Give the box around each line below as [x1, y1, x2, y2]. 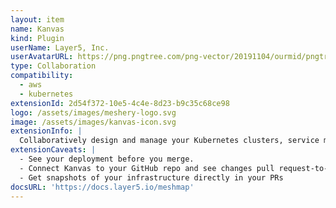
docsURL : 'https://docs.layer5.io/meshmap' [10, 182, 195, 192]
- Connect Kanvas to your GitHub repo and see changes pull [19, 163, 275, 173]
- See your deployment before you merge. [19, 154, 195, 164]
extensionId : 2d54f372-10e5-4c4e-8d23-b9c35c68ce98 [10, 98, 230, 108]
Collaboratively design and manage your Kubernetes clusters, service [19, 136, 320, 146]
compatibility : [10, 71, 74, 81]
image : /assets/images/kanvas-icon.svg [10, 117, 177, 127]
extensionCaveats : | [10, 145, 97, 155]
